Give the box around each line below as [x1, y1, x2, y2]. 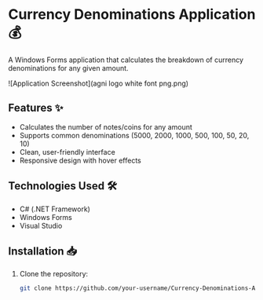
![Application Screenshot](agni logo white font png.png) [8, 79, 189, 88]
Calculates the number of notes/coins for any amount [19, 122, 192, 131]
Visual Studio [19, 221, 63, 230]
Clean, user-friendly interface [19, 147, 115, 156]
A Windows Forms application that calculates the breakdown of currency [8, 55, 244, 64]
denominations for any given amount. [8, 63, 129, 72]
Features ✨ [8, 101, 64, 115]
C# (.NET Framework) [19, 204, 90, 214]
